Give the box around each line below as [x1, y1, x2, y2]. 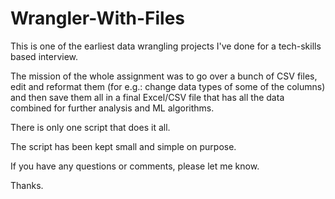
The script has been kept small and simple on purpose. [10, 140, 237, 152]
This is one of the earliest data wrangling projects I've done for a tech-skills [10, 40, 322, 52]
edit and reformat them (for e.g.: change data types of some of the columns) [10, 80, 326, 92]
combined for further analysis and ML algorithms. [10, 102, 215, 114]
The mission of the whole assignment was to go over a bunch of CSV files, [10, 70, 318, 82]
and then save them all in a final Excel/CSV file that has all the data [10, 91, 285, 103]
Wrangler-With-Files [10, 7, 186, 30]
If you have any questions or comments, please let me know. [10, 160, 260, 172]
